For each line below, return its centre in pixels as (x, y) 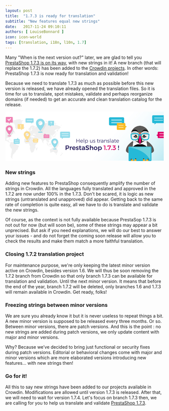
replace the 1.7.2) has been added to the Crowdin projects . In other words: (82, 68)
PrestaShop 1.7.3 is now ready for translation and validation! (67, 73)
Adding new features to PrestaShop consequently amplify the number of (80, 183)
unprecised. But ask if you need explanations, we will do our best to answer (83, 230)
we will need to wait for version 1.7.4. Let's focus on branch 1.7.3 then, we (81, 398)
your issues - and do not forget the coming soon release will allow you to (81, 236)
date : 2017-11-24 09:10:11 (36, 27)
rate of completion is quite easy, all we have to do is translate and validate (82, 205)
